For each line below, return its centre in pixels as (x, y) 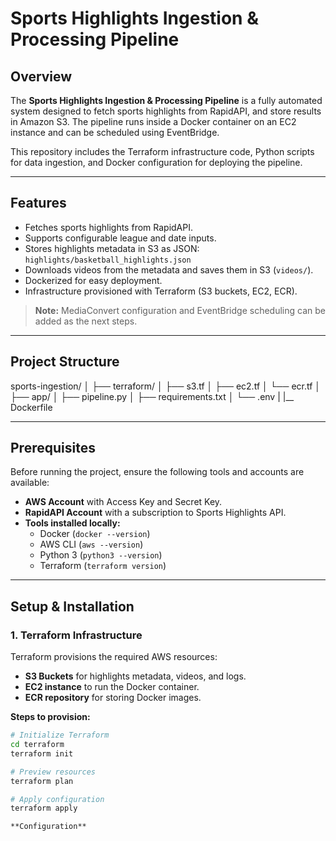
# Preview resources (53, 772)
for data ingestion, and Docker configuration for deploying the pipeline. (156, 162)
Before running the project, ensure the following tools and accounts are (157, 472)
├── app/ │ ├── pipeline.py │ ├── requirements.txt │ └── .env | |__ (152, 396)
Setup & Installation (72, 606)
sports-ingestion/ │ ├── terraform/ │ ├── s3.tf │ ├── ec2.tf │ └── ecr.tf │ (166, 386)
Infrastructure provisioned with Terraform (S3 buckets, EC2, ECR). (161, 291)
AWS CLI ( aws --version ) (91, 544)
